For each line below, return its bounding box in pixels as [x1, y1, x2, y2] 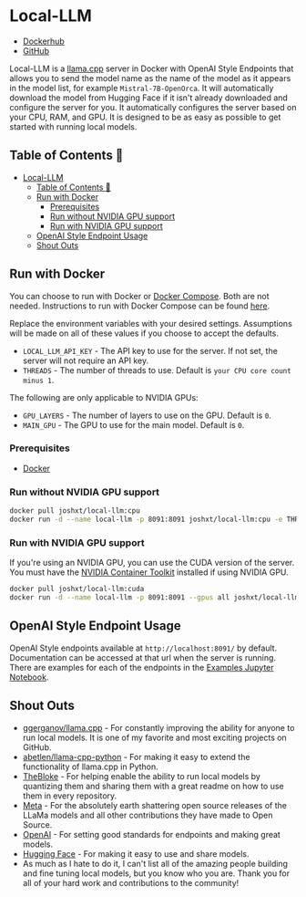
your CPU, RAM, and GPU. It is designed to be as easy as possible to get [9, 111, 281, 122]
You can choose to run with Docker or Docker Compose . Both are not [9, 290, 270, 301]
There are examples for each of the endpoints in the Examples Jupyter [9, 662, 275, 673]
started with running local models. [9, 120, 138, 132]
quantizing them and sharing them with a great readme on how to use [22, 780, 284, 791]
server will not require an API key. [22, 355, 149, 366]
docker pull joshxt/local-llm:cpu [9, 506, 141, 516]
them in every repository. [22, 790, 117, 801]
